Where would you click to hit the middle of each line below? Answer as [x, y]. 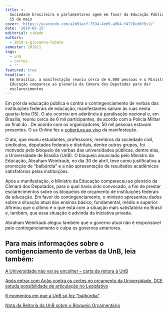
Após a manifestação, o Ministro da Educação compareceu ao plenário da [81, 181]
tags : [11, 51]
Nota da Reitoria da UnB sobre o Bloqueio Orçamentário [63, 305]
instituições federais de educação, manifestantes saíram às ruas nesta [78, 108]
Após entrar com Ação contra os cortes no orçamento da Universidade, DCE [84, 281]
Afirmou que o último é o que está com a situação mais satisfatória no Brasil [83, 207]
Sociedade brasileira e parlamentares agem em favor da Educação [79, 14]
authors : [14, 38]
